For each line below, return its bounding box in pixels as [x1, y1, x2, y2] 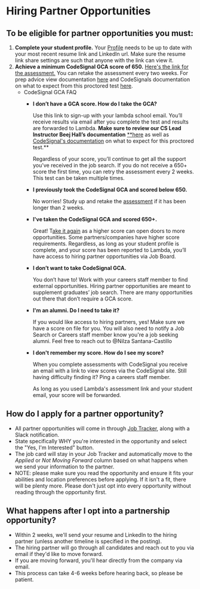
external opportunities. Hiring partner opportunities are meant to [32, 283, 191, 289]
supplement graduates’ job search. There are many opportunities [32, 289, 193, 296]
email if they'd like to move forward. [14, 550, 103, 557]
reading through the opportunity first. [14, 488, 107, 495]
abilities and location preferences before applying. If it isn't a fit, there [14, 476, 186, 483]
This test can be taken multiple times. [32, 175, 125, 181]
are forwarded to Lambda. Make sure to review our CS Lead [32, 125, 181, 131]
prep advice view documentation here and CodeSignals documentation [14, 76, 190, 83]
